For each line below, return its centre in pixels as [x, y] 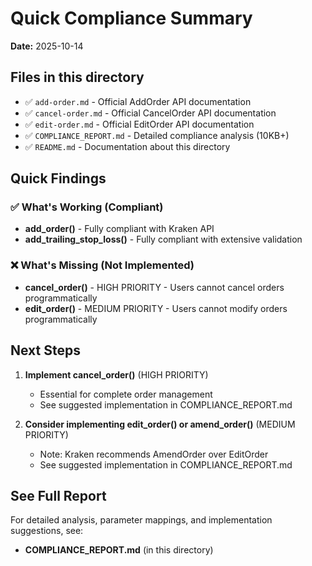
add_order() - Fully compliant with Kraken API [119, 229]
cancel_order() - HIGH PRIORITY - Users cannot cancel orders [154, 287]
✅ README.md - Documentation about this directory [127, 146]
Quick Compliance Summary [131, 18]
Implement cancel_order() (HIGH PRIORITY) [116, 374]
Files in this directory [77, 77]
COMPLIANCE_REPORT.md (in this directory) [119, 550]
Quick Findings [58, 178]
